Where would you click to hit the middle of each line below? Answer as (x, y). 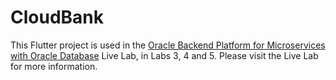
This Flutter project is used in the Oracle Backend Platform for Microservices (168, 45)
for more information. (54, 66)
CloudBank (57, 17)
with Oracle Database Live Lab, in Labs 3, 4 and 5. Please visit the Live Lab (164, 55)
